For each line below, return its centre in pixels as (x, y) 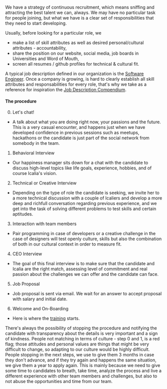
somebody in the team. (36, 143)
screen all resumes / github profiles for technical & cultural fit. (76, 64)
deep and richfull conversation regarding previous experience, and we (84, 204)
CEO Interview (27, 254)
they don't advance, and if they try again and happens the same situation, (81, 360)
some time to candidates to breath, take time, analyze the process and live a (83, 371)
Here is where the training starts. (46, 318)
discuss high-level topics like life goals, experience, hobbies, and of (82, 168)
